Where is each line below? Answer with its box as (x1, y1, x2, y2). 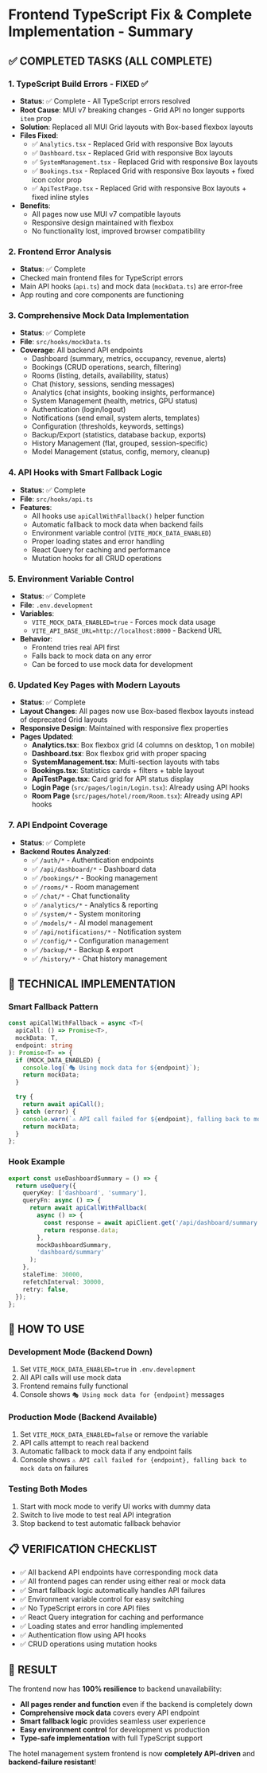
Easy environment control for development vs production (19, 1725, 211, 1735)
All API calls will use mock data (19, 1373, 122, 1383)
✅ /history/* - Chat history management (31, 954, 168, 963)
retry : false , (22, 1285, 69, 1293)
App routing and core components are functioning (19, 290, 184, 300)
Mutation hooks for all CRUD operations (31, 553, 162, 563)
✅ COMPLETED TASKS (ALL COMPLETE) (8, 54, 213, 68)
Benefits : (19, 201, 51, 210)
